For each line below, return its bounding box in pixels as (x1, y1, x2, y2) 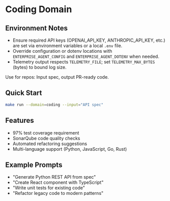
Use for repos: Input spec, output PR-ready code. (5, 74, 109, 80)
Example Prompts (5, 160, 63, 169)
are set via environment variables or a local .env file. (12, 43, 123, 49)
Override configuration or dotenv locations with (12, 48, 112, 54)
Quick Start (5, 89, 42, 97)
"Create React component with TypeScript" (12, 179, 104, 186)
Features (5, 116, 34, 125)
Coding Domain (5, 4, 72, 15)
